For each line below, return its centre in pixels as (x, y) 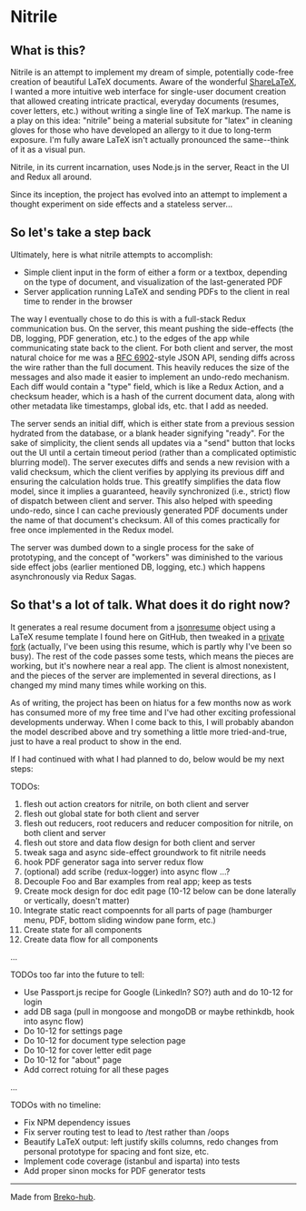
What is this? (48, 50)
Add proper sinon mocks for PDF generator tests (114, 1170)
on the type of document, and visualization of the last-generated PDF (153, 282)
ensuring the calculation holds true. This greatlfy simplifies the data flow (145, 481)
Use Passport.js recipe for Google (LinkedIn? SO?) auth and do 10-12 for (158, 992)
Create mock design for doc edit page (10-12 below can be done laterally (160, 891)
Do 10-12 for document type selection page (104, 1040)
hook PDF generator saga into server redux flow (113, 862)
